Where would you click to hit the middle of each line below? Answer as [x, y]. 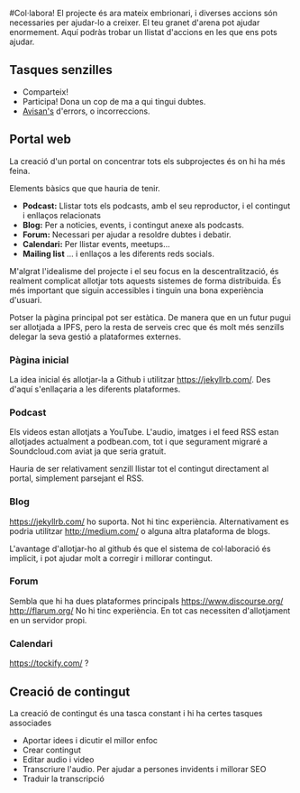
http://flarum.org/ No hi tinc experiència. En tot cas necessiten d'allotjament [150, 610]
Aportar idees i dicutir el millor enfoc [90, 740]
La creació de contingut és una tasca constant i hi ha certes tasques [136, 713]
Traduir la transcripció [64, 779]
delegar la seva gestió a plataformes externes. [95, 337]
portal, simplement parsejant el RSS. [77, 478]
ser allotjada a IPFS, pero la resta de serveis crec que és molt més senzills [147, 327]
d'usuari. [26, 300]
